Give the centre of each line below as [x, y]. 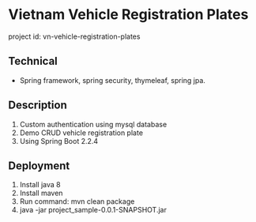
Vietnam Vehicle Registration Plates [128, 15]
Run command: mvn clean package [77, 201]
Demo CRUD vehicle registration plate [81, 133]
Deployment [39, 166]
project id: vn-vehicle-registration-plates [74, 36]
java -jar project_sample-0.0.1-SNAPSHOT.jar [93, 210]
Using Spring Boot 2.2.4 [59, 141]
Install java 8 [40, 185]
